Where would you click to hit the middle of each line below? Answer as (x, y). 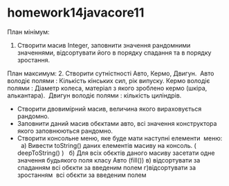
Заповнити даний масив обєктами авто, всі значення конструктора (117, 123)
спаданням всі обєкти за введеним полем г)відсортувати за (106, 167)
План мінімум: (28, 32)
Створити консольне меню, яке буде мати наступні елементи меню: (120, 138)
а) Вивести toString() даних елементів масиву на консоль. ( (109, 145)
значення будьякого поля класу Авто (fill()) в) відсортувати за (109, 160)
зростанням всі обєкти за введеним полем (82, 175)
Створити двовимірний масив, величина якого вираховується (109, 109)
